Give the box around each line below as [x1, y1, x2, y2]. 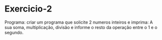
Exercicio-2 [4, 3, 52, 14]
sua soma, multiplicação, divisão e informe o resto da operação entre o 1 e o [4, 24, 158, 30]
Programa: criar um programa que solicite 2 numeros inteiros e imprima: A [4, 19, 153, 25]
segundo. [4, 29, 24, 35]
